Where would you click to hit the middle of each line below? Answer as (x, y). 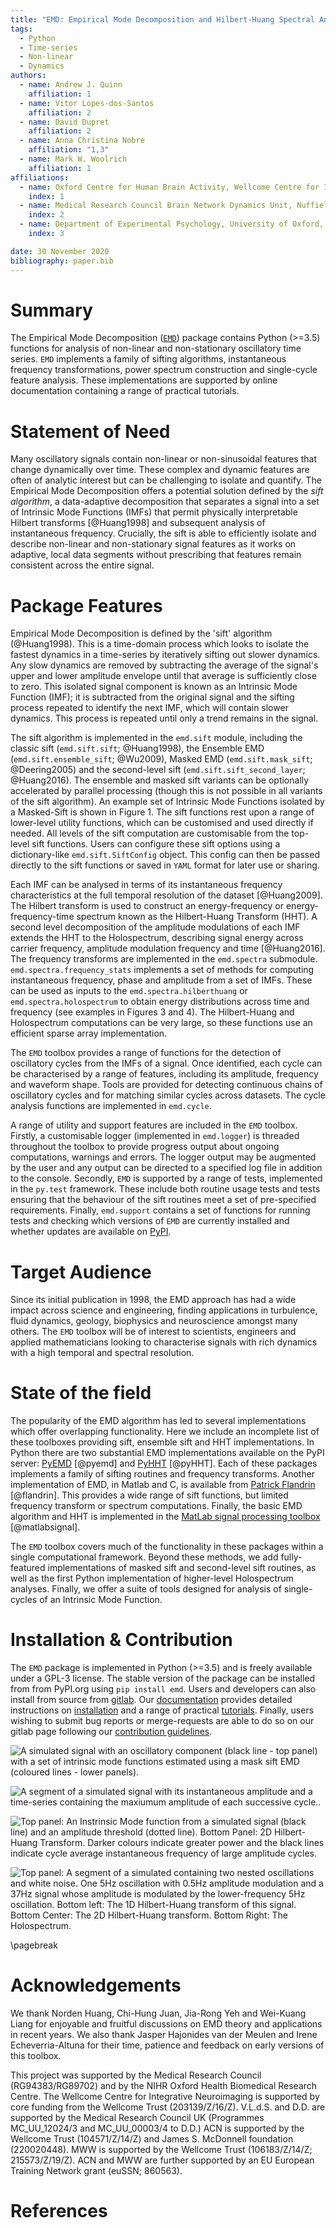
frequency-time (42, 917)
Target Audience (81, 1272)
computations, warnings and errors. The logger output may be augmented (163, 1157)
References (59, 2211)
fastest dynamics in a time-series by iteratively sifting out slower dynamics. (165, 655)
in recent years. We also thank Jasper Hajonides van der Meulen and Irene (164, 2035)
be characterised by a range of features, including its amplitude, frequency (164, 1074)
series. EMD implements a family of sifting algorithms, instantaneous (148, 359)
